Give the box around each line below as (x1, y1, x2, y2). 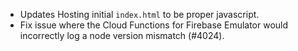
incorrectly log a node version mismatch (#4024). (19, 30, 225, 41)
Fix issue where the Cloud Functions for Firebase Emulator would (19, 19, 289, 31)
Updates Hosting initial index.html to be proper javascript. (19, 9, 260, 20)
